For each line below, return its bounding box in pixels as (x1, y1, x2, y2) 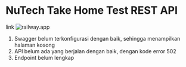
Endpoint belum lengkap (14, 54, 75, 61)
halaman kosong (14, 41, 55, 48)
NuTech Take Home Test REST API (5, 4, 178, 17)
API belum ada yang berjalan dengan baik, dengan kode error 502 (14, 47, 176, 54)
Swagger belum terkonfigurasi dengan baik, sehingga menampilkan (14, 35, 181, 42)
